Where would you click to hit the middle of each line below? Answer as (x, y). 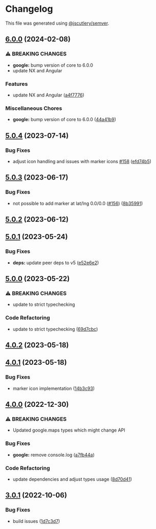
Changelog (29, 9)
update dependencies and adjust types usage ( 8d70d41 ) (72, 479)
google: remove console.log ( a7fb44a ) (53, 455)
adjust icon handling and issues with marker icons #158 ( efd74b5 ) (82, 161)
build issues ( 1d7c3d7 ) (36, 521)
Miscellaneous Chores (34, 108)
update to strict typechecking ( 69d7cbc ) (55, 329)
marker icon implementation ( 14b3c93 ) (54, 388)
